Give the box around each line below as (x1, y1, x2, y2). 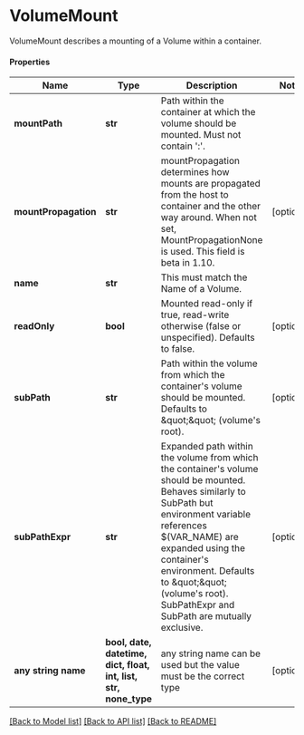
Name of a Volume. (160, 283, 242, 295)
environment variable (160, 508, 252, 521)
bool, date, (105, 636, 152, 649)
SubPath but (160, 497, 214, 509)
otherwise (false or (160, 320, 242, 333)
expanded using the (160, 542, 246, 555)
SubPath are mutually (160, 610, 252, 623)
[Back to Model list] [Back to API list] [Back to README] (9, 716, 217, 727)
